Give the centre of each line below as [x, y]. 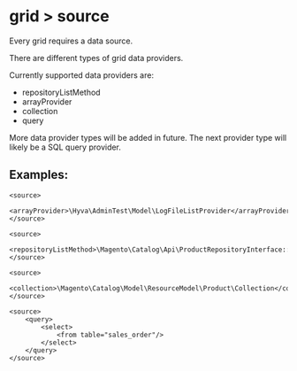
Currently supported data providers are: [82, 75]
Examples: [39, 175]
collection [40, 111]
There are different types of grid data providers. [96, 58]
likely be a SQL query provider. [65, 147]
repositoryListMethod [61, 92]
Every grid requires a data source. [71, 41]
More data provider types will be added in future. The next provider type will [148, 137]
